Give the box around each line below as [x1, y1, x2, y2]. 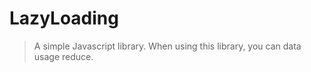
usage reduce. [33, 50, 94, 62]
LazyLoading [9, 7, 119, 30]
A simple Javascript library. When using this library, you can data [33, 40, 302, 52]
